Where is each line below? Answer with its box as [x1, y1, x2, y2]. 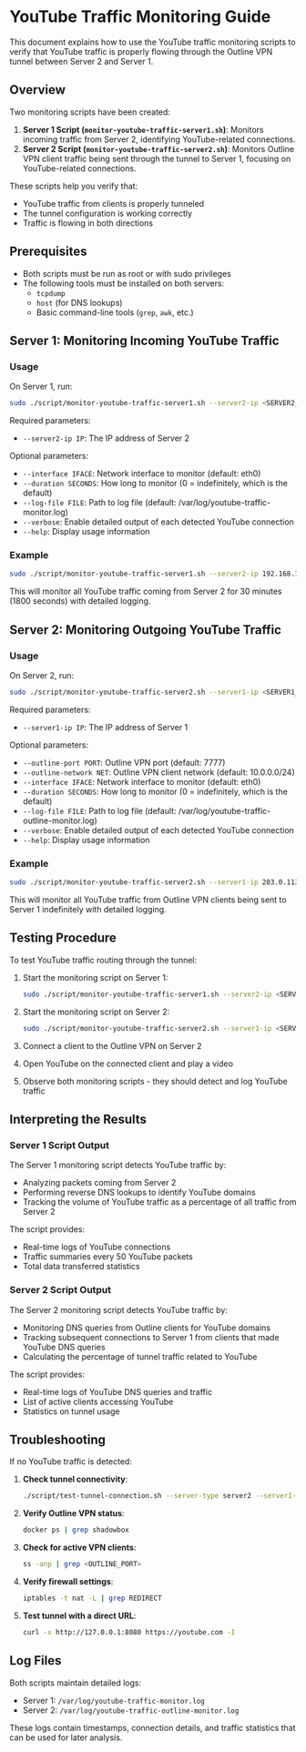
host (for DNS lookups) [36, 297, 123, 308]
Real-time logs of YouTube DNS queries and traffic [22, 1386, 212, 1397]
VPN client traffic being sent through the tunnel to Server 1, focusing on [22, 153, 291, 164]
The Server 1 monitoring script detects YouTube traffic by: [9, 1159, 227, 1171]
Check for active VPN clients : [22, 1542, 137, 1553]
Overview [9, 82, 66, 97]
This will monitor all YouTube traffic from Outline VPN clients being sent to [9, 894, 287, 905]
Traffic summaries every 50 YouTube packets [22, 1251, 193, 1262]
